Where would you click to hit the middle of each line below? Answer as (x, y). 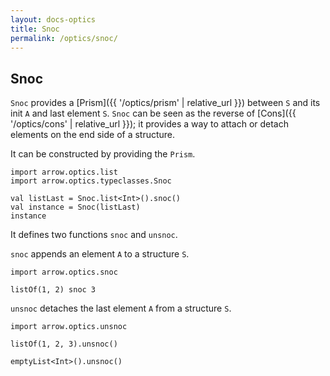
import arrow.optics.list (64, 172)
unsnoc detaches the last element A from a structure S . (121, 308)
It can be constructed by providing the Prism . (103, 154)
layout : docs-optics (53, 19)
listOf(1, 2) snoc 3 (53, 290)
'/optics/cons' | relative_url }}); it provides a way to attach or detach (149, 124)
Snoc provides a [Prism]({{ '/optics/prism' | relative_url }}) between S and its (165, 103)
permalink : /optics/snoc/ (64, 38)
